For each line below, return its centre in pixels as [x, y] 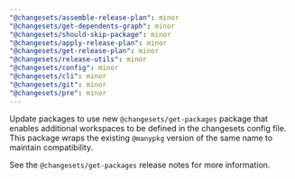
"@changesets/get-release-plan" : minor [84, 51]
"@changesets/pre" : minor [58, 93]
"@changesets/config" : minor [64, 68]
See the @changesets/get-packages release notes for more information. [140, 165]
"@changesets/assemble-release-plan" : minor [94, 18]
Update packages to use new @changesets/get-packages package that [139, 119]
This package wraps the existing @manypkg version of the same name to [141, 138]
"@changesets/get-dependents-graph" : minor [92, 26]
